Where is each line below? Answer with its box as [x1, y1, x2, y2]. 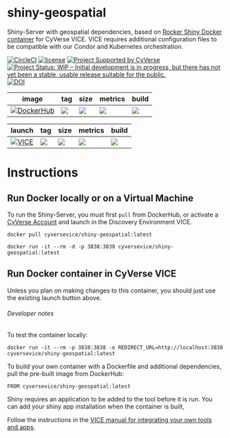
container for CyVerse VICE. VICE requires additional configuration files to [7, 34, 217, 43]
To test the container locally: [7, 330, 88, 339]
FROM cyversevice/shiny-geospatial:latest [7, 383, 131, 390]
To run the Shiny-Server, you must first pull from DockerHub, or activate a [7, 210, 219, 219]
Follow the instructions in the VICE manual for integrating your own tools [7, 415, 212, 424]
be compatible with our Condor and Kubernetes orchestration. [7, 42, 184, 50]
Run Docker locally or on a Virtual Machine [7, 192, 194, 204]
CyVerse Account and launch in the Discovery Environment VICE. [7, 217, 193, 226]
